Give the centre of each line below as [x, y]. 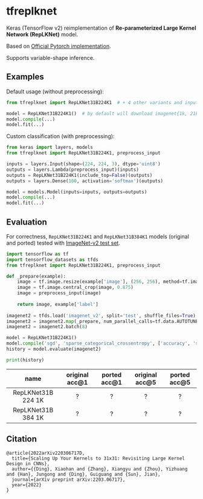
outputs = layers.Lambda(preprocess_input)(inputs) [72, 170]
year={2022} [27, 485]
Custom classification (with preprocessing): [60, 136]
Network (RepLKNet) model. [42, 34]
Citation [22, 439]
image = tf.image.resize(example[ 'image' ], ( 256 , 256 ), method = [100, 282]
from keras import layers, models [50, 147]
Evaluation [27, 222]
